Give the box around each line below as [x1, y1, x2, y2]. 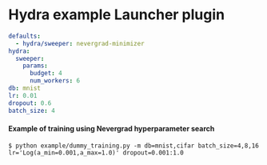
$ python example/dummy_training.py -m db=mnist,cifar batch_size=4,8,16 [8, 142, 260, 150]
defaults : [8, 32, 42, 40]
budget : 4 [29, 70, 62, 78]
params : [22, 62, 48, 70]
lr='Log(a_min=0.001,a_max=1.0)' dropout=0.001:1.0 [8, 148, 184, 157]
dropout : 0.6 [8, 99, 52, 107]
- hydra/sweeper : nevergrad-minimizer [15, 39, 145, 47]
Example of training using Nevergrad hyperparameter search [8, 124, 215, 134]
